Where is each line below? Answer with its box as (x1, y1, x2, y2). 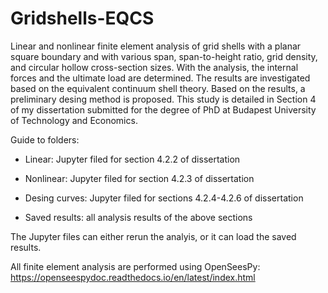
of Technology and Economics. (10, 114, 138, 126)
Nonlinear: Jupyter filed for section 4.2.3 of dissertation (24, 172, 255, 184)
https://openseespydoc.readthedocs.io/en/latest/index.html (10, 271, 256, 283)
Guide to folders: (10, 133, 80, 146)
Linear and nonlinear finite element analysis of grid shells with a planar (10, 40, 302, 52)
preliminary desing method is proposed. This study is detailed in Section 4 (10, 93, 317, 105)
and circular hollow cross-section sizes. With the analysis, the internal (10, 61, 299, 73)
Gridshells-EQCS (10, 7, 155, 30)
